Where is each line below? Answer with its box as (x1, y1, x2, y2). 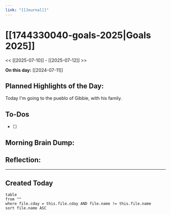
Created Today (5, 179, 53, 187)
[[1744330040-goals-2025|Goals (5, 29, 151, 41)
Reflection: (5, 155, 41, 164)
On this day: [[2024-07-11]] (5, 67, 64, 73)
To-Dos (5, 110, 30, 119)
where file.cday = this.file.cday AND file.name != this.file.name (5, 201, 152, 206)
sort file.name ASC (5, 206, 47, 211)
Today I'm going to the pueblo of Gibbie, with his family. (5, 95, 122, 101)
